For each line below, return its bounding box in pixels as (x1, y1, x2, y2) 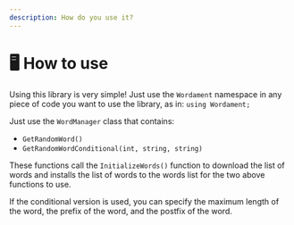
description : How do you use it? (9, 12, 134, 22)
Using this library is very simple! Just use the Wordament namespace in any (9, 88, 282, 99)
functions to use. (9, 179, 71, 189)
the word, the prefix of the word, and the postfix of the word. (9, 205, 232, 216)
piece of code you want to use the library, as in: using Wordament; (9, 98, 251, 109)
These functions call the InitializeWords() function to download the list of (9, 160, 286, 171)
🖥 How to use (9, 53, 109, 73)
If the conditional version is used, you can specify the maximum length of (9, 196, 280, 206)
